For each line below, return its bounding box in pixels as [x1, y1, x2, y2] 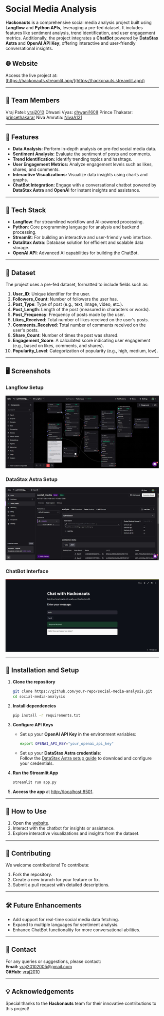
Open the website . [12, 820, 50, 826]
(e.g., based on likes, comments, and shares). [12, 343, 104, 349]
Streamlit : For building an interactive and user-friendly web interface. [12, 235, 152, 240]
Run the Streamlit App [12, 770, 58, 776]
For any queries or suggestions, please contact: [5, 958, 101, 964]
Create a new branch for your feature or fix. [12, 877, 100, 883]
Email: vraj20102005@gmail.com [5, 963, 73, 969]
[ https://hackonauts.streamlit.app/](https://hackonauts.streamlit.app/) [5, 77, 145, 83]
